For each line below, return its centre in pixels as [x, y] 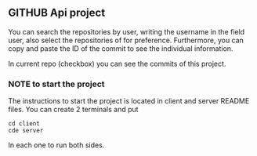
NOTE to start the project [56, 84]
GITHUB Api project [57, 13]
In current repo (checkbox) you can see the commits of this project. [117, 63]
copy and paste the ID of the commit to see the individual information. [121, 48]
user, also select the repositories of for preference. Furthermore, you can [126, 40]
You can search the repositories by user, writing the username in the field [127, 31]
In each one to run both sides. [56, 145]
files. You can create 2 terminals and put [73, 110]
